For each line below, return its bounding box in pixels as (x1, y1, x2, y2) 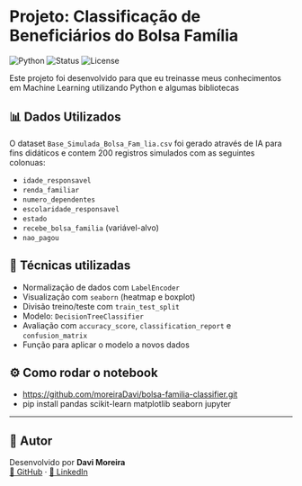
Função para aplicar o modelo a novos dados (22, 339, 191, 350)
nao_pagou (22, 233, 60, 242)
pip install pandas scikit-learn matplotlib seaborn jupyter (22, 399, 232, 409)
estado (22, 214, 48, 223)
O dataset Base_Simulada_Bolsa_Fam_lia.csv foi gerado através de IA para (9, 138, 282, 148)
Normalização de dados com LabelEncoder (22, 282, 180, 292)
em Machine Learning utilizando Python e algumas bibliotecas (9, 82, 240, 93)
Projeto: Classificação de (9, 6, 201, 27)
